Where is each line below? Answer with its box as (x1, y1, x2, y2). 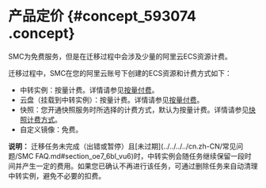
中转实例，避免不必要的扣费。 (8, 171, 105, 180)
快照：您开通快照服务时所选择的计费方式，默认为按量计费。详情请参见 (19, 104, 249, 115)
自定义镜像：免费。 (19, 124, 83, 134)
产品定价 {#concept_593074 (8, 7, 196, 25)
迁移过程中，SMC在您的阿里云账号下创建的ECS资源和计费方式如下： (8, 68, 232, 77)
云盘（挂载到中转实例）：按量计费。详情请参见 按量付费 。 (19, 95, 204, 104)
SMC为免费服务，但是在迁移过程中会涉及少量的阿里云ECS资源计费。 (8, 51, 232, 61)
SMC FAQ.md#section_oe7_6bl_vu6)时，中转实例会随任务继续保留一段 (17, 151, 245, 160)
